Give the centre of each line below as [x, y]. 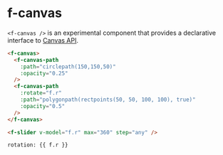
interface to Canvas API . [43, 40]
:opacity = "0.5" [43, 106]
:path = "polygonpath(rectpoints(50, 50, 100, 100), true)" [108, 100]
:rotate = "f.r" [41, 93]
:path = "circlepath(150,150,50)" [68, 66]
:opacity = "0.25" [45, 73]
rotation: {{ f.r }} [38, 145]
